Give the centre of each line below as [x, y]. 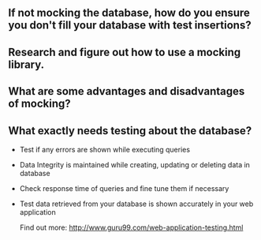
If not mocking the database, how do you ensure [129, 13]
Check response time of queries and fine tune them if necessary [124, 188]
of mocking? [39, 104]
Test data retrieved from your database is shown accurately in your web [136, 204]
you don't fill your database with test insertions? [130, 26]
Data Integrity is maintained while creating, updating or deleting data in [135, 164]
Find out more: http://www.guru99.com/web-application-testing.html [131, 227]
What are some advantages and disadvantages [127, 91]
